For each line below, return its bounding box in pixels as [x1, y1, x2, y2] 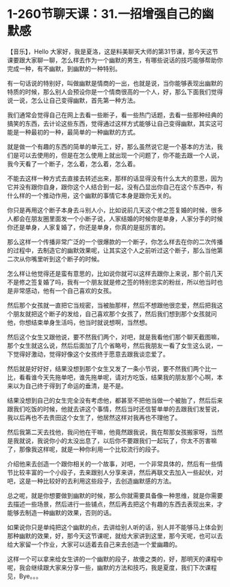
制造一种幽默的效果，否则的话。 [25, 508, 115, 516]
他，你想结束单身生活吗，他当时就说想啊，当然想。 [7, 318, 151, 326]
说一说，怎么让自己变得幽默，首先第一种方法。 [7, 96, 139, 104]
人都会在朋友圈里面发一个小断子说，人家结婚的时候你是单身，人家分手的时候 [7, 214, 223, 223]
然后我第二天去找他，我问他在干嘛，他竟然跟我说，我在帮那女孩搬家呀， [7, 428, 211, 436]
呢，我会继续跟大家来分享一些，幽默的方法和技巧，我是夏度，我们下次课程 [7, 563, 217, 571]
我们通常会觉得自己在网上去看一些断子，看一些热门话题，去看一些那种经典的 [7, 110, 223, 119]
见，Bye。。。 [7, 572, 42, 580]
